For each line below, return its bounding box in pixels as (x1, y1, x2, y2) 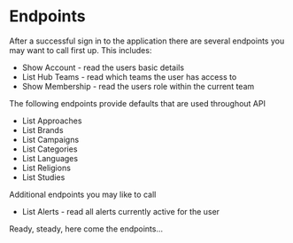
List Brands (21, 124, 64, 135)
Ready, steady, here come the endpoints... (9, 223, 164, 234)
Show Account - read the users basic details (21, 62, 184, 73)
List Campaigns (21, 134, 80, 145)
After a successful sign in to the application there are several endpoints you (9, 35, 285, 46)
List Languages (21, 153, 78, 163)
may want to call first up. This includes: (9, 44, 152, 55)
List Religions (21, 162, 71, 173)
